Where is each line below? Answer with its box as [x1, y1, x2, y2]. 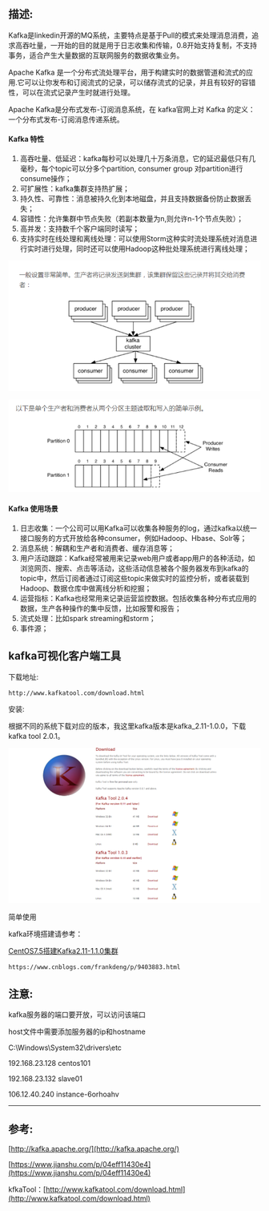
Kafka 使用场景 [8, 504, 58, 514]
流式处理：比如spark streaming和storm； [19, 613, 156, 623]
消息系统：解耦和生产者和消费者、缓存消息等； [19, 543, 175, 553]
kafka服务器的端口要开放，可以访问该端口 [8, 1010, 147, 1019]
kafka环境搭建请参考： [8, 929, 83, 939]
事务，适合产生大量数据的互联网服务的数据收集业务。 [8, 50, 184, 60]
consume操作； [19, 174, 72, 184]
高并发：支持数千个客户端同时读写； [19, 224, 140, 234]
